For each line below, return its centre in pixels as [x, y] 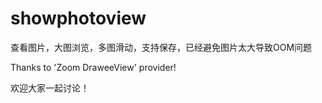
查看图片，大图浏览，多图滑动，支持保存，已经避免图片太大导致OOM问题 [161, 47]
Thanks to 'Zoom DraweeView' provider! [93, 67]
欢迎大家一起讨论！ [50, 88]
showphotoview [78, 18]
